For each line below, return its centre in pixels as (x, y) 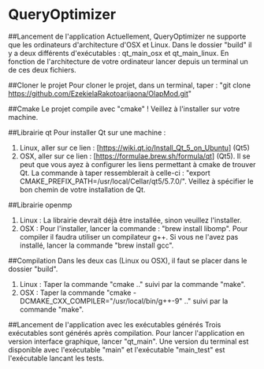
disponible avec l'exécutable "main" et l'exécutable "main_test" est (117, 349)
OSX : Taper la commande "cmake (75, 293)
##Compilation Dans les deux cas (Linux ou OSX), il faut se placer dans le (128, 260)
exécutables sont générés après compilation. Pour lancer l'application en (126, 333)
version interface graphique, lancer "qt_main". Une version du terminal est (128, 341)
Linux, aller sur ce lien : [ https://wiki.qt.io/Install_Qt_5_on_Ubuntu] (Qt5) (134, 147)
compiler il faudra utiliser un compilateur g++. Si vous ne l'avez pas (129, 237)
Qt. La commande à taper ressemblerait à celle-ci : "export (115, 173)
